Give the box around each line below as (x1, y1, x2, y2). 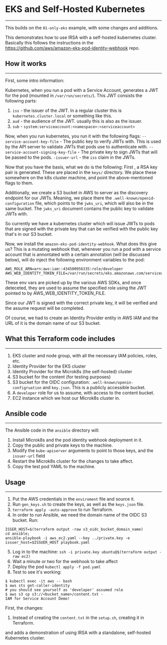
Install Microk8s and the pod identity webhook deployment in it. (12, 437, 143, 443)
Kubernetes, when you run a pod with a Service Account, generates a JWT (5, 87, 159, 93)
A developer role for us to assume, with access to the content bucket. (12, 390, 155, 396)
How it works (5, 59, 47, 68)
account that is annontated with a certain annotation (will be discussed (5, 251, 150, 257)
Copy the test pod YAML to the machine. (12, 464, 96, 470)
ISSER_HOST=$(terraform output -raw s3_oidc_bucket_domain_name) (5, 527, 143, 532)
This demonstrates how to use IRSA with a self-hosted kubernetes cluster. (5, 34, 157, 40)
